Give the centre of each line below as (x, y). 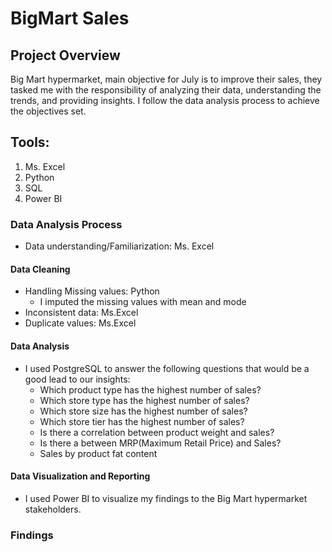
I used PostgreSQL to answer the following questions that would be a (167, 368)
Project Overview (65, 55)
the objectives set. (48, 111)
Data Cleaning (40, 269)
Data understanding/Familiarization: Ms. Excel (119, 246)
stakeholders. (53, 509)
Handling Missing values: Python (92, 291)
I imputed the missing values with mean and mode (143, 302)
